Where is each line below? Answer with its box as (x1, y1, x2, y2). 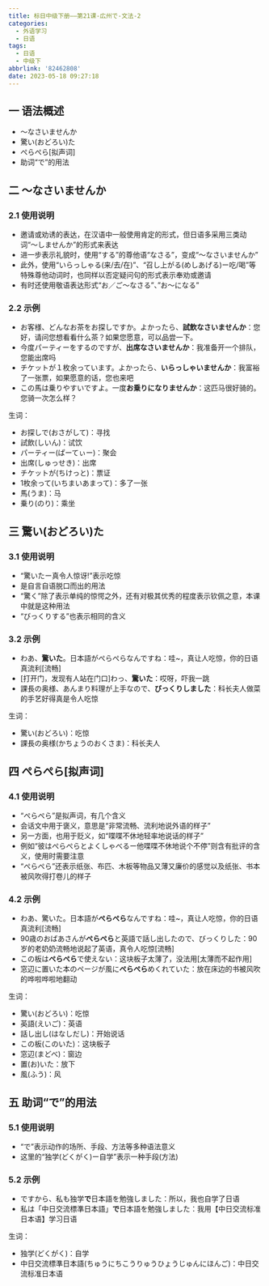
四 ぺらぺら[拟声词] (8, 764, 104, 778)
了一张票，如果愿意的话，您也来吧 (19, 373, 134, 383)
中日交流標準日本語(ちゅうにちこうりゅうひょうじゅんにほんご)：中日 (19, 1258, 253, 1268)
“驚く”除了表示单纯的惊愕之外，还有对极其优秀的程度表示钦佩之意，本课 (19, 591, 261, 601)
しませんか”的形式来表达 (37, 240, 119, 249)
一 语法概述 (8, 104, 65, 118)
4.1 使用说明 (8, 790, 55, 802)
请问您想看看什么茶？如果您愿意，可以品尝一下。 (34, 333, 198, 343)
